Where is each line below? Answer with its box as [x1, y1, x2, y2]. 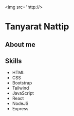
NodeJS [12, 100, 29, 106]
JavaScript [12, 90, 34, 96]
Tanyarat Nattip [5, 21, 69, 32]
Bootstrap [12, 80, 32, 86]
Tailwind [12, 85, 29, 91]
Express [12, 106, 29, 112]
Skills [5, 57, 22, 65]
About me [5, 40, 36, 49]
